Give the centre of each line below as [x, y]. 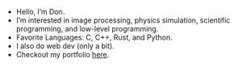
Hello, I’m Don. [40, 12]
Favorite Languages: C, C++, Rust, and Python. [94, 37]
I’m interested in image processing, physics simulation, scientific [123, 20]
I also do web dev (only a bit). [65, 46]
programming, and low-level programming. [87, 29]
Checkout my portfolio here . [63, 54]
